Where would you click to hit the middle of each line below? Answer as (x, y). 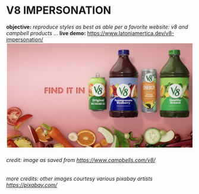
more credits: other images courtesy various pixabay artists (80, 179)
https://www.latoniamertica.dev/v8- (131, 33)
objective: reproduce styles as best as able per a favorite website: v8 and (97, 27)
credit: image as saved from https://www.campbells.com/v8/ (81, 160)
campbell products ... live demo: (46, 33)
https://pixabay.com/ (32, 184)
